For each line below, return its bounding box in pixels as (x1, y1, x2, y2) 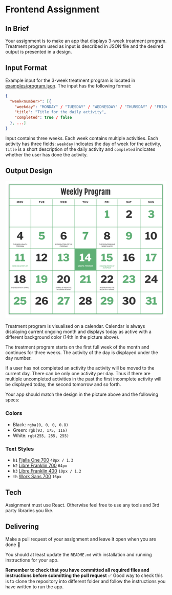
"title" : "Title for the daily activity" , (14, 110, 106, 115)
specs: (5, 397, 19, 403)
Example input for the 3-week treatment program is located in (5, 77, 136, 83)
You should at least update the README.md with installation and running (5, 551, 152, 557)
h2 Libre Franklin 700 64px (12, 462, 68, 469)
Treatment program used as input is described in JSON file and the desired (5, 43, 164, 49)
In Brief (5, 24, 29, 33)
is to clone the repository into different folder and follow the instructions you (5, 578, 166, 584)
